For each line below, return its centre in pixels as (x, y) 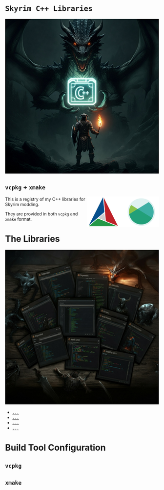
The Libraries (32, 239)
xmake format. (19, 219)
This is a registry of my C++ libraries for (45, 199)
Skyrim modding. (22, 204)
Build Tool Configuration (55, 448)
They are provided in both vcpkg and (41, 214)
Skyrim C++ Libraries (49, 9)
